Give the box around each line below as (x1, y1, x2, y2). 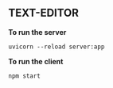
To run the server (8, 27, 67, 36)
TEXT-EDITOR (8, 6, 80, 20)
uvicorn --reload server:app (8, 43, 105, 51)
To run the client (8, 56, 64, 66)
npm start (8, 71, 41, 80)
